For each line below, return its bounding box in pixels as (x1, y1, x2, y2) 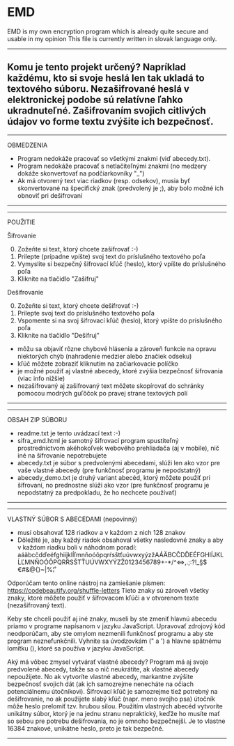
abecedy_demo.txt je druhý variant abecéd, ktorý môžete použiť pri (17, 473, 211, 481)
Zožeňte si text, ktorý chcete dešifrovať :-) (17, 301, 139, 310)
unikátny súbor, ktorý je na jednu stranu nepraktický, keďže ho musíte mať (7, 709, 221, 717)
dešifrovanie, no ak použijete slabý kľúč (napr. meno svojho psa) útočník (7, 694, 216, 703)
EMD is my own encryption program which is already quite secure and (7, 27, 209, 36)
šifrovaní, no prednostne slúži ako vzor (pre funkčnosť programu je (17, 481, 210, 489)
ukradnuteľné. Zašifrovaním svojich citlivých (7, 105, 207, 117)
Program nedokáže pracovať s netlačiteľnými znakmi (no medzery (17, 162, 208, 170)
